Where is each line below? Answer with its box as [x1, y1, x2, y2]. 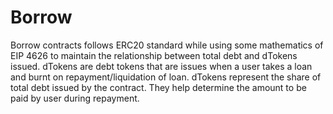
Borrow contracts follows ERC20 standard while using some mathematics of [10, 39, 324, 51]
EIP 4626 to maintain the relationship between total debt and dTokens [10, 49, 298, 61]
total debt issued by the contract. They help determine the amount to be [10, 81, 307, 93]
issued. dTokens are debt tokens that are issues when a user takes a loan [10, 60, 313, 72]
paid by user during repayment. [10, 92, 140, 104]
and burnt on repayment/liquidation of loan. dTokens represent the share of [10, 71, 322, 83]
